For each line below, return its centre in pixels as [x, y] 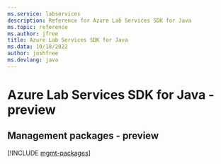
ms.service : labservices [44, 14]
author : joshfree [33, 54]
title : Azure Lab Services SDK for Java [68, 40]
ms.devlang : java [33, 60]
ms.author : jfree [33, 34]
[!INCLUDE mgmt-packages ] [49, 153]
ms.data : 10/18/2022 [38, 47]
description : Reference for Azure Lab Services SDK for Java [100, 20]
